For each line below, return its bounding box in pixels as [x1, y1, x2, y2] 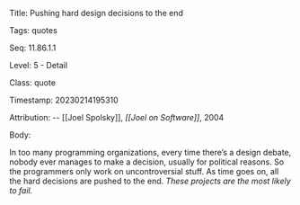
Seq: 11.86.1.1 [9, 42, 57, 53]
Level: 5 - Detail [9, 60, 68, 70]
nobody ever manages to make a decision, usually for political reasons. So [9, 156, 285, 167]
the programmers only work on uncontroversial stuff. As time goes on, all [9, 166, 279, 176]
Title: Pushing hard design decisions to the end [9, 8, 184, 18]
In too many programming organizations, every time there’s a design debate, [9, 147, 292, 157]
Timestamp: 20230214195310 [9, 94, 119, 105]
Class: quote [9, 77, 57, 88]
